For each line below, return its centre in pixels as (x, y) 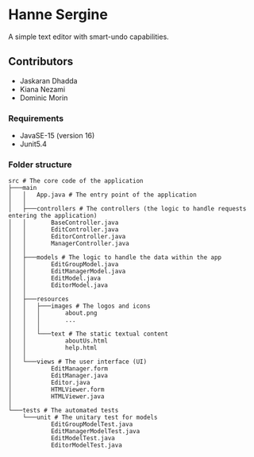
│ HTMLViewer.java (56, 397)
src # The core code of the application (76, 181)
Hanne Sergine (58, 15)
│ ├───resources (38, 300)
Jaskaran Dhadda (48, 80)
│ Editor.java (49, 383)
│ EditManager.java (58, 376)
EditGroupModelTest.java (92, 424)
